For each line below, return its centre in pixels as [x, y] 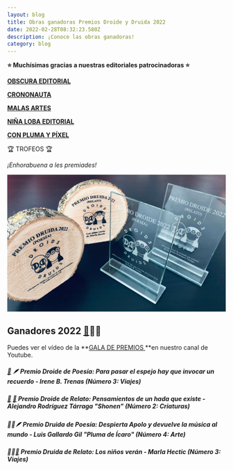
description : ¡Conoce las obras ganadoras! [71, 37]
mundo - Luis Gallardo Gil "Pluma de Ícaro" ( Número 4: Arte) [96, 434]
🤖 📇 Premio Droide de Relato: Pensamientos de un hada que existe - [106, 399]
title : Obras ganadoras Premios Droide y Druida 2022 [87, 22]
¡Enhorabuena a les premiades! [52, 165]
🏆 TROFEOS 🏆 [30, 149]
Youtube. [20, 355]
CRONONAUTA [29, 95]
